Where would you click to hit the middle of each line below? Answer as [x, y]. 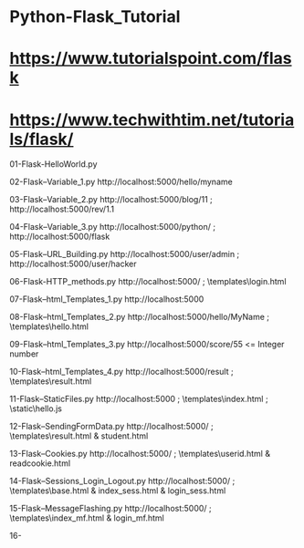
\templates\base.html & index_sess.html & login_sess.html [118, 491]
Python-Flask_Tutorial [95, 17]
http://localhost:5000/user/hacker [73, 264]
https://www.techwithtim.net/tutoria [152, 119]
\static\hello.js [36, 408]
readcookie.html [40, 463]
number [24, 354]
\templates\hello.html [49, 326]
